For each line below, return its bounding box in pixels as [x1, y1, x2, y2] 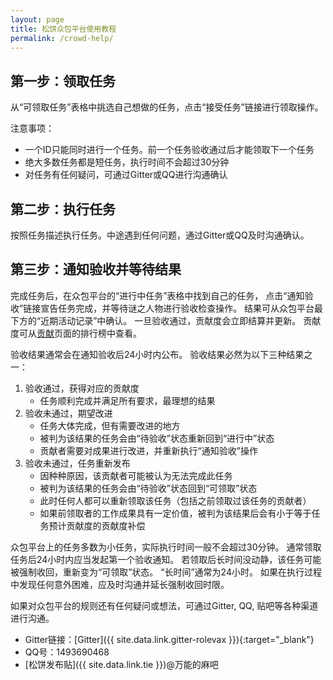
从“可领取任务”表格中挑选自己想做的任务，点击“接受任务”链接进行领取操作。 [10, 101, 324, 113]
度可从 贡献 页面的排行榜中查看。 [10, 327, 142, 339]
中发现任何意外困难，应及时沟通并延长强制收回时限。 [10, 578, 230, 590]
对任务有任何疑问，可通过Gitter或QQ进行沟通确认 [24, 169, 228, 181]
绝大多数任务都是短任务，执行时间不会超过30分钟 [24, 156, 230, 168]
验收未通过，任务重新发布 [24, 457, 131, 469]
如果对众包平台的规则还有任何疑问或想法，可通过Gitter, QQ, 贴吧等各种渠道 [10, 599, 319, 611]
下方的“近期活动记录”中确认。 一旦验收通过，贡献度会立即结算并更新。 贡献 [10, 314, 322, 326]
